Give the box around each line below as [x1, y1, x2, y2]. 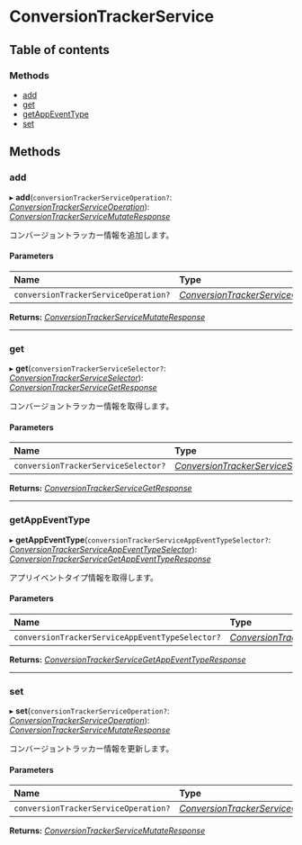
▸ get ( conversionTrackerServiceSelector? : [9, 363, 166, 374]
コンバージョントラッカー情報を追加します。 [9, 229, 174, 240]
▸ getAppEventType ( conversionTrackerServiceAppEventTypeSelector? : [9, 534, 271, 545]
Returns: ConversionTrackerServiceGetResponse [9, 483, 192, 494]
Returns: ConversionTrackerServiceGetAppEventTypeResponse [9, 654, 246, 665]
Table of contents [9, 42, 110, 58]
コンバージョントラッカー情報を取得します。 [9, 400, 174, 411]
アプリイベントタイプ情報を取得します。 [9, 571, 159, 582]
